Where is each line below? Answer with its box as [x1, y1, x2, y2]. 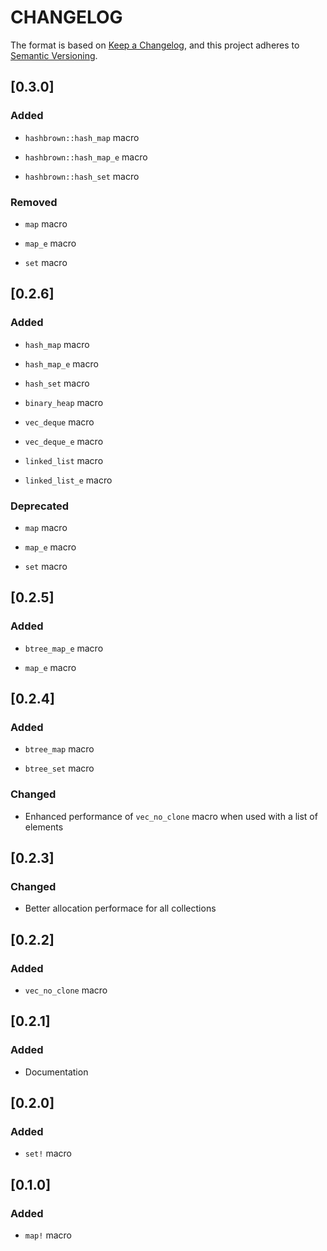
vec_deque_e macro [24, 435, 104, 447]
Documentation [24, 1066, 89, 1078]
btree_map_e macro [24, 642, 104, 654]
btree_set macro [24, 762, 95, 775]
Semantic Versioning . [10, 49, 98, 61]
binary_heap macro [24, 396, 104, 408]
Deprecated [10, 499, 70, 513]
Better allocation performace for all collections [24, 902, 217, 915]
